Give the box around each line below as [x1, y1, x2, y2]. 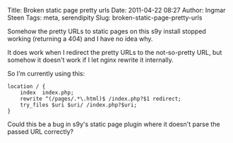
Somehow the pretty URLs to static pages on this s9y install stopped [7, 27, 206, 35]
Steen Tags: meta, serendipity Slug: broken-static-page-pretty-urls [7, 13, 203, 22]
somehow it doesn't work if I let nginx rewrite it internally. [7, 56, 174, 64]
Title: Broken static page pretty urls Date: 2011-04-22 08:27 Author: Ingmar [7, 6, 226, 14]
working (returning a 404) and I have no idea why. [7, 35, 153, 43]
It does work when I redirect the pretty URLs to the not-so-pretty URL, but [7, 49, 222, 56]
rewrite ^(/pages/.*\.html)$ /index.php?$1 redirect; [20, 95, 181, 102]
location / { [7, 83, 46, 90]
